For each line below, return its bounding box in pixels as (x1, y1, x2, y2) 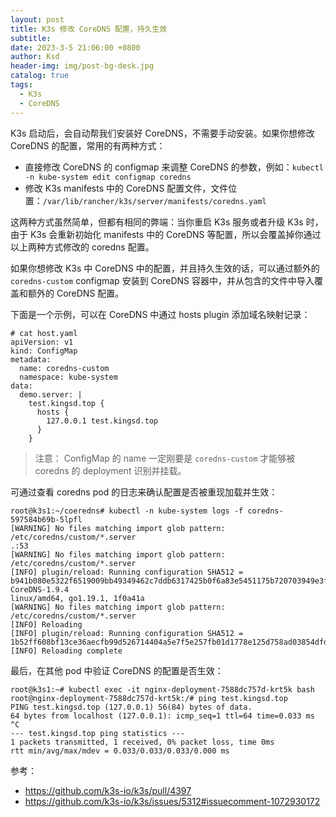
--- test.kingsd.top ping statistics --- (10, 728, 186, 738)
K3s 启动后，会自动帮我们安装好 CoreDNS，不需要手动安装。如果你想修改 (10, 127, 315, 139)
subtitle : (10, 33, 52, 43)
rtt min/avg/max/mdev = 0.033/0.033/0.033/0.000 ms (10, 746, 230, 756)
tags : (10, 80, 33, 90)
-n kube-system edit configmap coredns (24, 172, 192, 182)
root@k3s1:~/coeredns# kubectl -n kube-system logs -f (10, 506, 244, 516)
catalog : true (10, 71, 70, 81)
